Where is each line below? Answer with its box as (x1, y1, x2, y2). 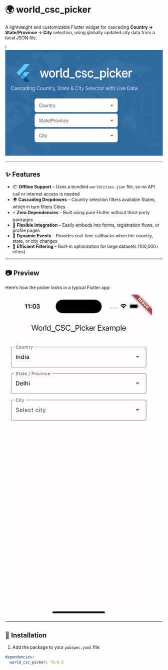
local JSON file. (5, 35, 37, 41)
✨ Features (5, 170, 40, 178)
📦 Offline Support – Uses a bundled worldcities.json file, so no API (12, 184, 155, 190)
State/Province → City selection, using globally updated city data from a (5, 29, 155, 35)
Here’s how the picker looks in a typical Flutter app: (5, 284, 111, 291)
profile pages (12, 227, 40, 234)
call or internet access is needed (12, 191, 80, 197)
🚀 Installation (5, 631, 47, 639)
